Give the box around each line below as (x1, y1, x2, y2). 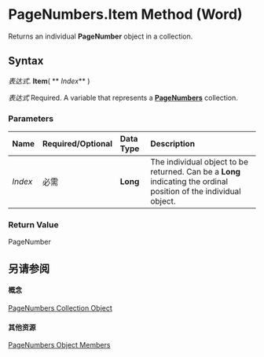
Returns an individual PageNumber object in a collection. (8, 31, 193, 41)
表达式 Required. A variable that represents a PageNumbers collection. (8, 93, 238, 102)
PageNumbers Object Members (8, 340, 111, 350)
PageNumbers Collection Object (8, 303, 112, 312)
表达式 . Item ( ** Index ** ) (8, 76, 90, 86)
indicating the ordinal (150, 176, 229, 187)
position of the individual (150, 186, 241, 197)
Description (150, 138, 195, 149)
